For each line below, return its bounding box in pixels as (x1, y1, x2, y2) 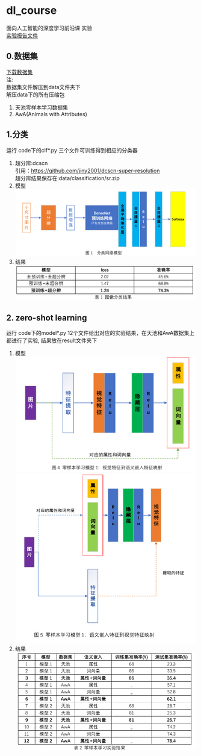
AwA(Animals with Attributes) (14, 110, 87, 117)
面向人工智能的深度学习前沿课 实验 (6, 24, 92, 31)
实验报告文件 (6, 31, 38, 39)
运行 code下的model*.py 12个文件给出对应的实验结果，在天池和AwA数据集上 (6, 330, 195, 337)
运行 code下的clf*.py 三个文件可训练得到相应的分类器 (6, 146, 138, 154)
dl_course (6, 4, 57, 17)
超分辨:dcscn (14, 159, 48, 166)
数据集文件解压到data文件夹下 (6, 83, 81, 90)
